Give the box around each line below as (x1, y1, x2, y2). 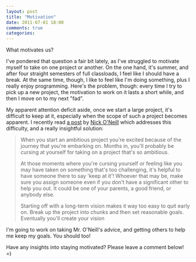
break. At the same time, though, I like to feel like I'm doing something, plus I (6, 77, 190, 84)
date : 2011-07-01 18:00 (6, 19, 64, 25)
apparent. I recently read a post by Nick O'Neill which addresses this (6, 119, 171, 126)
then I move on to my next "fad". (6, 95, 84, 102)
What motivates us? (6, 46, 54, 53)
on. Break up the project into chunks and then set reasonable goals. (20, 209, 184, 216)
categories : (6, 30, 35, 36)
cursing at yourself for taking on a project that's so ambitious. (20, 149, 169, 156)
